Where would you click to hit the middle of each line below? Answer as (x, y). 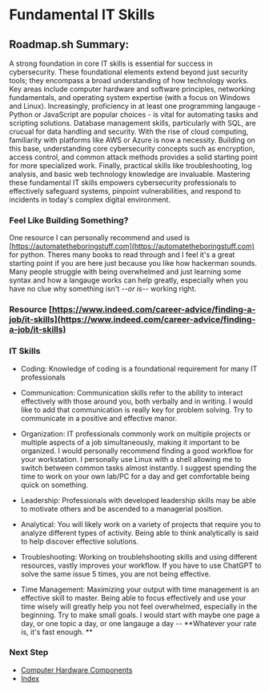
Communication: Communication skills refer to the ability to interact (132, 392)
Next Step (29, 653)
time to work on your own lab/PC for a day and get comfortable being (135, 476)
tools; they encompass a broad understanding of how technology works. (129, 80)
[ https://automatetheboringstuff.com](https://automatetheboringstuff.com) (132, 247)
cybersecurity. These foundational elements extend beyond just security (128, 72)
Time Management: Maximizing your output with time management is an (140, 589)
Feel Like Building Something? (69, 220)
